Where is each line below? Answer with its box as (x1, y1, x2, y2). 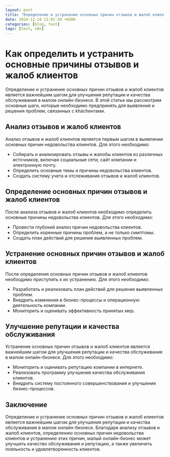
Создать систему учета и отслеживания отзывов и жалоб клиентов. (12, 173, 160, 179)
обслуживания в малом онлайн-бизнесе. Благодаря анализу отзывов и (5, 425, 160, 431)
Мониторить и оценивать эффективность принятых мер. (12, 308, 135, 314)
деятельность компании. (12, 302, 67, 308)
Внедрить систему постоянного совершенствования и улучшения (12, 380, 156, 387)
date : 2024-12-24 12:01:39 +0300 (5, 17, 76, 22)
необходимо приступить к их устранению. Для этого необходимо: (5, 276, 150, 282)
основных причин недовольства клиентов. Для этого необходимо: (5, 141, 150, 147)
